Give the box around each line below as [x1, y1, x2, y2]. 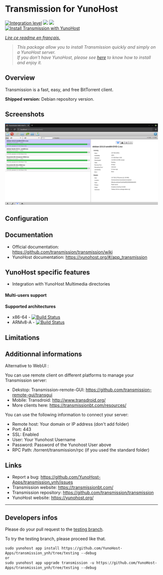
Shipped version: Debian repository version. [5, 96, 95, 102]
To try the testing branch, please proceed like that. [5, 536, 106, 541]
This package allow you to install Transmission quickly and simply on [16, 44, 156, 50]
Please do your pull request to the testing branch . [5, 526, 104, 532]
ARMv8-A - [12, 320, 35, 325]
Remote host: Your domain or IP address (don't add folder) [12, 421, 130, 427]
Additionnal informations [5, 350, 82, 358]
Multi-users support [5, 292, 47, 298]
